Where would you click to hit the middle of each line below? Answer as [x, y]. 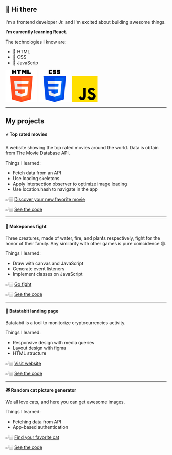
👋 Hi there [21, 9]
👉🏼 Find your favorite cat [33, 437]
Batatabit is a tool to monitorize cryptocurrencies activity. [66, 322]
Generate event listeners [39, 269]
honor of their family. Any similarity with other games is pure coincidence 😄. [86, 243]
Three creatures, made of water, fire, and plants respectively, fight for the [83, 238]
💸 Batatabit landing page [32, 311]
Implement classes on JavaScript [48, 274]
